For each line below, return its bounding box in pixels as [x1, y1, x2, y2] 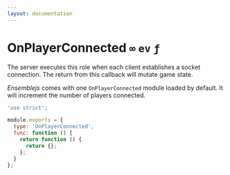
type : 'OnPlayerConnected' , [13, 123, 95, 130]
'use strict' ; [7, 104, 48, 111]
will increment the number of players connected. [7, 91, 146, 99]
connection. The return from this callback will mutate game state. [7, 70, 193, 78]
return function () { [19, 136, 82, 143]
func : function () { [13, 129, 73, 137]
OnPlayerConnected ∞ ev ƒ [7, 39, 161, 55]
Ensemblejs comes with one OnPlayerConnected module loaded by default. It [7, 84, 224, 92]
